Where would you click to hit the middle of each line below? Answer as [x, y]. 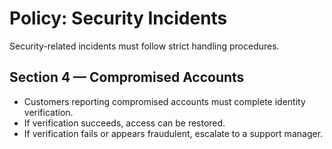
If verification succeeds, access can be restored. [124, 123]
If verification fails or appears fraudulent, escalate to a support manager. [173, 133]
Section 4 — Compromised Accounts [127, 77]
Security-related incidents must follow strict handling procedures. [144, 46]
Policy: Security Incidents [118, 18]
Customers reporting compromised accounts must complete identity [164, 101]
